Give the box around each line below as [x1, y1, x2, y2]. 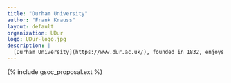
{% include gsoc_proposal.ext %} [7, 67, 103, 76]
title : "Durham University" [7, 10, 89, 17]
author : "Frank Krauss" [7, 17, 76, 24]
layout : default [7, 23, 54, 30]
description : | [7, 42, 51, 49]
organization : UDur [7, 29, 64, 37]
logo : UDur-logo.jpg [7, 36, 67, 43]
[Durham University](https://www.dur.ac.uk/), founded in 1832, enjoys [13, 49, 225, 56]
